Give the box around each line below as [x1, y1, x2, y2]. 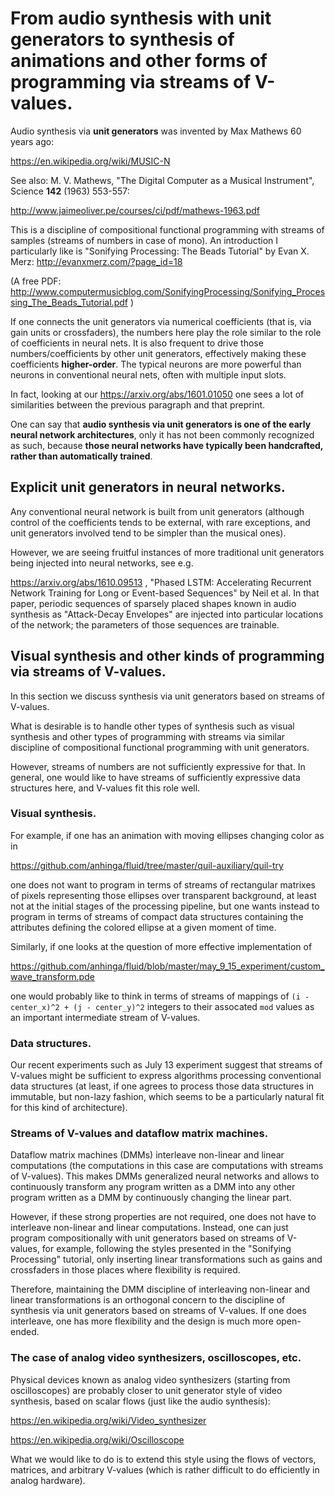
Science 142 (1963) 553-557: [10, 185, 130, 197]
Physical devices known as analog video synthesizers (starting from [10, 1373, 291, 1386]
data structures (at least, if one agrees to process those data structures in [10, 1080, 315, 1092]
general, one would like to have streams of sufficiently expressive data [10, 771, 301, 783]
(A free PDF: [10, 275, 62, 287]
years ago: [10, 135, 55, 147]
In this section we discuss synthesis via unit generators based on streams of [10, 690, 325, 702]
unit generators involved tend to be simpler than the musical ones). [10, 527, 287, 539]
